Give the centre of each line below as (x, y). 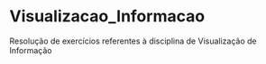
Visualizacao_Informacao (107, 16)
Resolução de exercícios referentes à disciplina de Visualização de (133, 41)
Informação (31, 50)
